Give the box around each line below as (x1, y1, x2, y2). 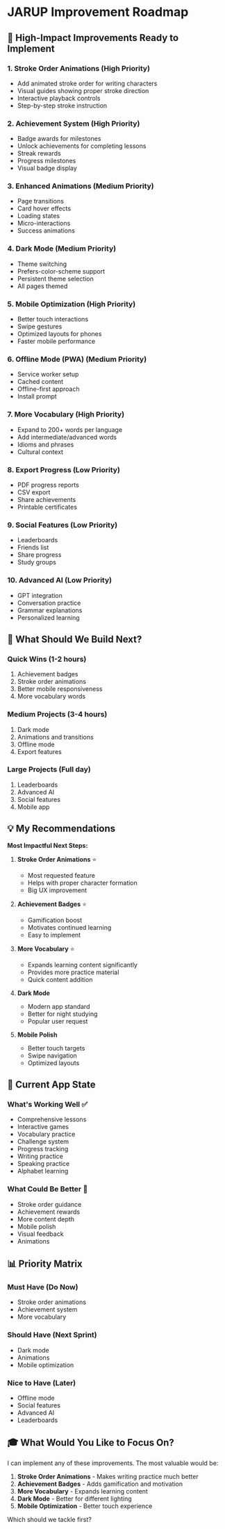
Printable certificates (17, 503, 78, 511)
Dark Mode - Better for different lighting (17, 1494, 132, 1503)
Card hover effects (17, 204, 72, 212)
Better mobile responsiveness (17, 685, 103, 693)
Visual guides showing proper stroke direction (17, 86, 149, 94)
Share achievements (17, 495, 76, 503)
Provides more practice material (27, 968, 119, 976)
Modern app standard (27, 1002, 90, 1010)
